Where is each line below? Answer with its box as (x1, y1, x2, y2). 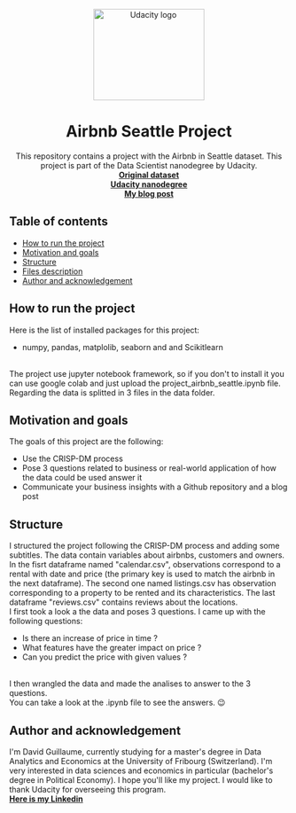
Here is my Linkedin (9, 793, 83, 804)
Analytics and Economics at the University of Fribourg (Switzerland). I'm (9, 756, 273, 766)
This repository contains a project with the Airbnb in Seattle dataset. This (15, 151, 283, 161)
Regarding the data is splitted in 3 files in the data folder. (9, 387, 215, 398)
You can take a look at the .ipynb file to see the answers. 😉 (9, 697, 226, 708)
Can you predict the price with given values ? (21, 652, 188, 662)
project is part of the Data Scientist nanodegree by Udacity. (40, 160, 258, 170)
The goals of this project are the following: (9, 436, 164, 447)
